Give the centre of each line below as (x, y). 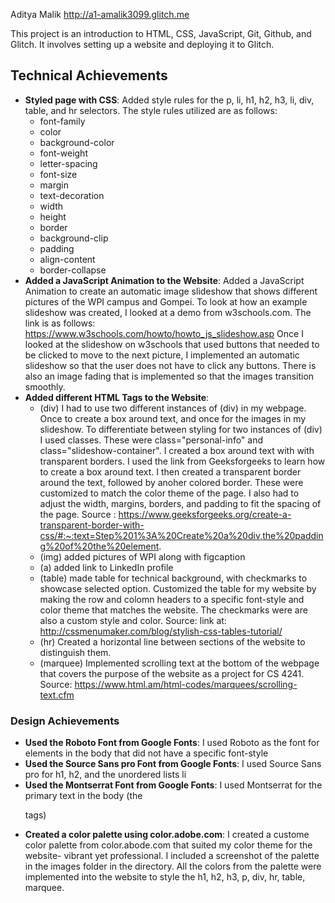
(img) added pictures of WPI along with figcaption (142, 556)
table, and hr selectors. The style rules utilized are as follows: (151, 110)
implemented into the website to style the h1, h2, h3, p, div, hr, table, (165, 877)
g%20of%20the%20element (99, 546)
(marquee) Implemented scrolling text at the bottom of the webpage (179, 663)
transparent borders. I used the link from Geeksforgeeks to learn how (182, 461)
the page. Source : (78, 514)
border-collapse (73, 270)
